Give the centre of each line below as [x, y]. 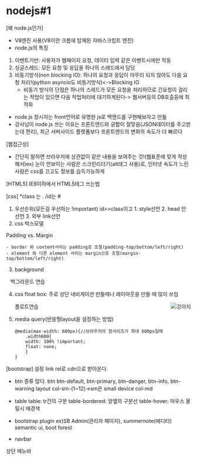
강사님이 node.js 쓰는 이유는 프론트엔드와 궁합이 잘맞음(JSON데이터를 [95, 124]
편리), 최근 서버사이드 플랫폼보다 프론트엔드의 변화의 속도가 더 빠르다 [104, 131]
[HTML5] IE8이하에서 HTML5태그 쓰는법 [53, 184]
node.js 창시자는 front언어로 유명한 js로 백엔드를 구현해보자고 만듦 [91, 116]
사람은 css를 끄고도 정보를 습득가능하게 [60, 171]
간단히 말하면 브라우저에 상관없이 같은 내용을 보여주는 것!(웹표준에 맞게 [95, 156]
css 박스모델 [29, 223]
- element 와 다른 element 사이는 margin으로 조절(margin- [74, 253]
